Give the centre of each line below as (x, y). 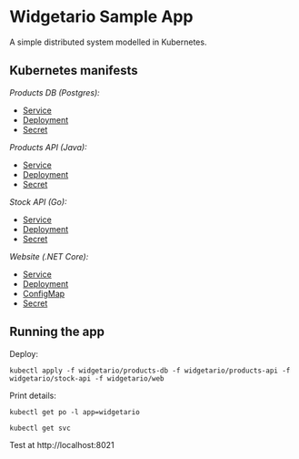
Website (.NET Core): (49, 256)
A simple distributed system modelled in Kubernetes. (108, 42)
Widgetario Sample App (101, 17)
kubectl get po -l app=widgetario (75, 412)
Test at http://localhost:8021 (62, 444)
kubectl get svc (40, 428)
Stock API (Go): (38, 201)
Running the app (57, 332)
